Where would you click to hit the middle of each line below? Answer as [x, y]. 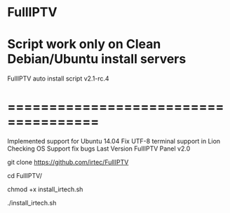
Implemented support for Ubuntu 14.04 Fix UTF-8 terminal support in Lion [114, 142]
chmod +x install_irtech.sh [45, 189]
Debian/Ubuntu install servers [97, 59]
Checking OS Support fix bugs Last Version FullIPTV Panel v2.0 [99, 149]
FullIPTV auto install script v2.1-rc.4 [59, 78]
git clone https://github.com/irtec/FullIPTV [68, 163]
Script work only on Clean [84, 44]
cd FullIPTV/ [25, 176]
